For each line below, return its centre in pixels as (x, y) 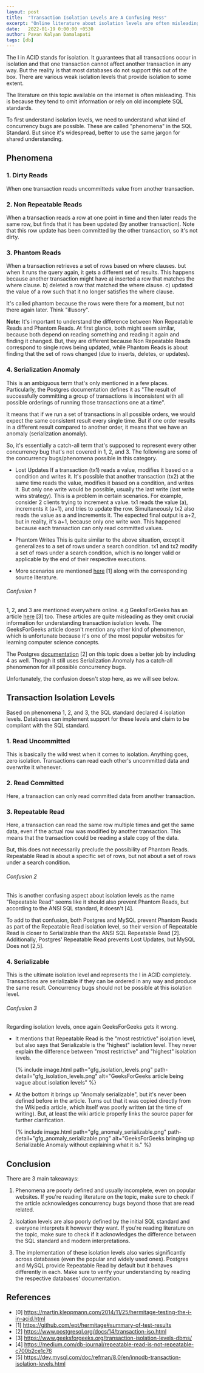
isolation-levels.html (40, 1363)
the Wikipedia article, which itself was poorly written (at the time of (99, 1107)
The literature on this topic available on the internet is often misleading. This (101, 95)
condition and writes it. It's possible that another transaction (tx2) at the (105, 476)
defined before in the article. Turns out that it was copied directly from (103, 1101)
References (29, 1297)
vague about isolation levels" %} (56, 1083)
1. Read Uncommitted (38, 741)
